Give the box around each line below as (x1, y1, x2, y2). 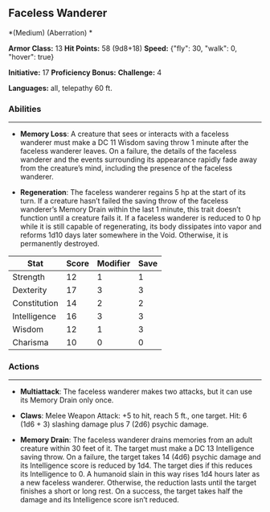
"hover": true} (8, 52, 55, 61)
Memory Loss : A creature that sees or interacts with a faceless (19, 129, 229, 139)
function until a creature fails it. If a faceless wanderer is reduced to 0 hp (19, 213, 261, 223)
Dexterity (12, 285, 47, 296)
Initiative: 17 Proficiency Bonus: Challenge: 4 (8, 68, 162, 77)
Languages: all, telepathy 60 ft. (8, 83, 112, 93)
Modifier (96, 258, 131, 269)
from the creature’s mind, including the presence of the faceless (19, 163, 233, 173)
